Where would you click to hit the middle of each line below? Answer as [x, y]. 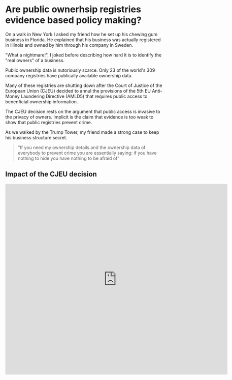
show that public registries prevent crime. [49, 122]
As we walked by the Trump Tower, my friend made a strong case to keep [82, 132]
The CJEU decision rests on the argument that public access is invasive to [83, 111]
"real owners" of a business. [35, 60]
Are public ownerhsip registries [73, 9]
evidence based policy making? [73, 20]
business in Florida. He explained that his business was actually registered [83, 40]
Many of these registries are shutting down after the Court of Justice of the [84, 85]
